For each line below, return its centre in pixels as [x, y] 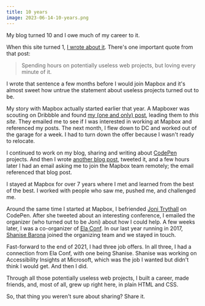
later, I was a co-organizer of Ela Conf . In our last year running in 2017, [95, 228]
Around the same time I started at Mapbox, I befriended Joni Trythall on [96, 209]
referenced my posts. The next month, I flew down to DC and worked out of [102, 128]
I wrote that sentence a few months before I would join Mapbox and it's [96, 84]
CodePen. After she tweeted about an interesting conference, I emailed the [101, 215]
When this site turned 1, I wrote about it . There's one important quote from [100, 47]
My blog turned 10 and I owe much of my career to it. [73, 35]
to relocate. [21, 140]
